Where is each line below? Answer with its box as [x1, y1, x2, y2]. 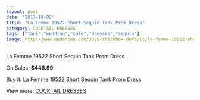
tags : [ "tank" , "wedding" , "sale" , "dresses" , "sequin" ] [6, 31, 140, 37]
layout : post [6, 8, 39, 15]
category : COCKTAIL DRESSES [6, 25, 76, 32]
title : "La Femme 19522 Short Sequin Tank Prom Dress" [6, 20, 145, 26]
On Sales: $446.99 [6, 64, 54, 71]
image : [6, 36, 23, 42]
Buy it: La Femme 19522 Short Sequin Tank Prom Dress [6, 76, 142, 83]
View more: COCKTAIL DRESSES [6, 87, 86, 94]
